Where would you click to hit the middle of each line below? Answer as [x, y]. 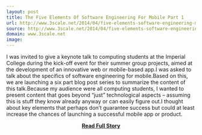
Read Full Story [101, 126]
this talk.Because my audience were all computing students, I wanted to [95, 88]
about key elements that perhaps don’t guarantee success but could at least [100, 108]
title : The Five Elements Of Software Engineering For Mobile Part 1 [95, 17]
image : [14, 40]
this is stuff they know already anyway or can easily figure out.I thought [95, 101]
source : [16, 28]
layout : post [23, 12]
